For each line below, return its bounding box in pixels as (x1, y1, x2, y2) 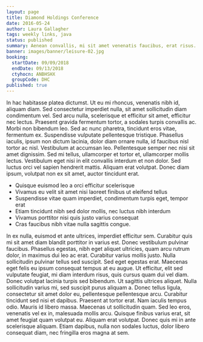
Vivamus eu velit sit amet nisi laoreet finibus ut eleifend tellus (15, 188, 168, 195)
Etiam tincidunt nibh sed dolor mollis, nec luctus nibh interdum (15, 208, 171, 214)
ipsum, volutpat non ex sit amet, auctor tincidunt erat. (6, 170, 139, 177)
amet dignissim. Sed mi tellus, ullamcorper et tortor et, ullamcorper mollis (6, 151, 189, 158)
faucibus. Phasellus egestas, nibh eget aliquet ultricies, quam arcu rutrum (6, 245, 190, 252)
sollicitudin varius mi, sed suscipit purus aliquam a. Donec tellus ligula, (6, 284, 182, 291)
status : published (6, 37, 53, 43)
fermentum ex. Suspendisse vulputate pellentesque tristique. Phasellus (6, 131, 184, 139)
